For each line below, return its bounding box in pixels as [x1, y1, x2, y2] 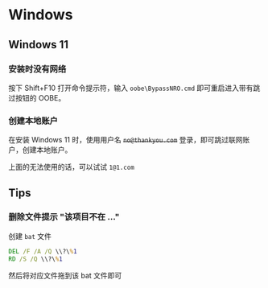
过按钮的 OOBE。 [8, 93, 66, 102]
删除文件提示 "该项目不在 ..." [8, 212, 120, 223]
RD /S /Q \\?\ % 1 [8, 255, 63, 263]
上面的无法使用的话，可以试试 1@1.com [8, 163, 135, 172]
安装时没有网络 [8, 63, 67, 74]
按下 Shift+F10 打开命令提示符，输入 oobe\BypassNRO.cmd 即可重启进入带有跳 [8, 83, 261, 93]
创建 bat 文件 [8, 231, 52, 241]
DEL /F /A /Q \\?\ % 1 [8, 247, 78, 255]
